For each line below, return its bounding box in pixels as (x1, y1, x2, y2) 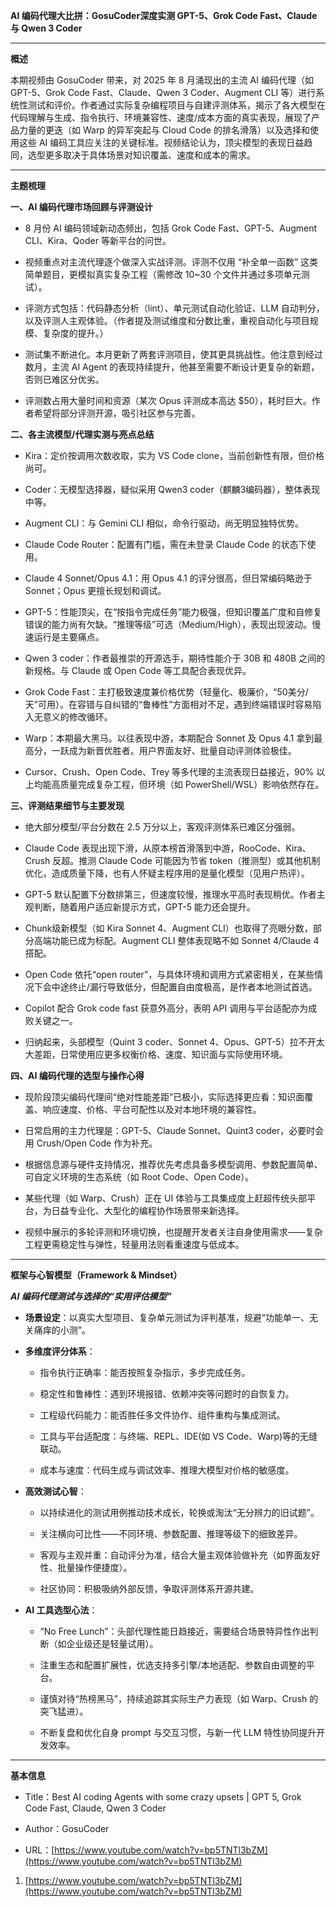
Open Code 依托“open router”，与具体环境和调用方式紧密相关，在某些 (24, 969, 315, 980)
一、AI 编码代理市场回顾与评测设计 (10, 201, 153, 213)
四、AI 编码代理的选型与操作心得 (10, 1070, 145, 1081)
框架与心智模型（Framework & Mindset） (10, 1269, 183, 1281)
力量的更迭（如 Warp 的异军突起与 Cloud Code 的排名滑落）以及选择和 (18, 124, 310, 136)
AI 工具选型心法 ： (24, 1604, 98, 1616)
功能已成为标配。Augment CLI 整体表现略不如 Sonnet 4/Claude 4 (51, 935, 320, 946)
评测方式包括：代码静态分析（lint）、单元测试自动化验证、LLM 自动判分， (24, 302, 325, 314)
